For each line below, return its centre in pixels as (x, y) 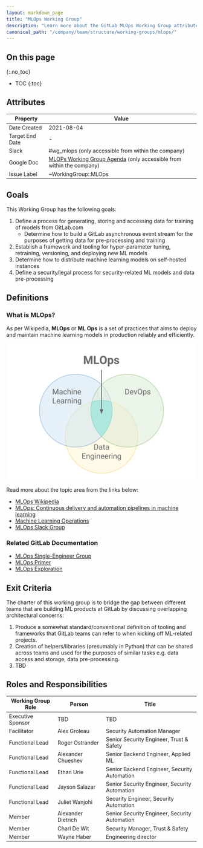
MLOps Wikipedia (37, 501)
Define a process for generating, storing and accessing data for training (104, 221)
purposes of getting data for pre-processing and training (95, 240)
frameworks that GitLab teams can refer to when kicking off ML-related (103, 633)
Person (79, 704)
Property (26, 119)
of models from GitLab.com (49, 227)
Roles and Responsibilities (57, 684)
